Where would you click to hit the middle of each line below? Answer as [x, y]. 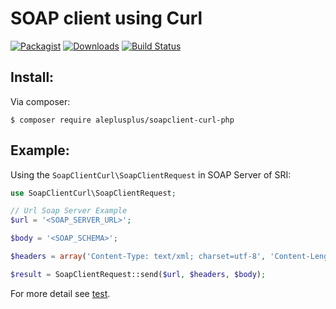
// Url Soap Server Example [69, 211]
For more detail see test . [60, 293]
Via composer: [40, 101]
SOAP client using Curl [106, 18]
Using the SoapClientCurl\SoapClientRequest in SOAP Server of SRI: [151, 174]
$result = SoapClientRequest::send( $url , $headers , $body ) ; [138, 274]
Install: [32, 77]
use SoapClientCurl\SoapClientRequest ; [93, 193]
